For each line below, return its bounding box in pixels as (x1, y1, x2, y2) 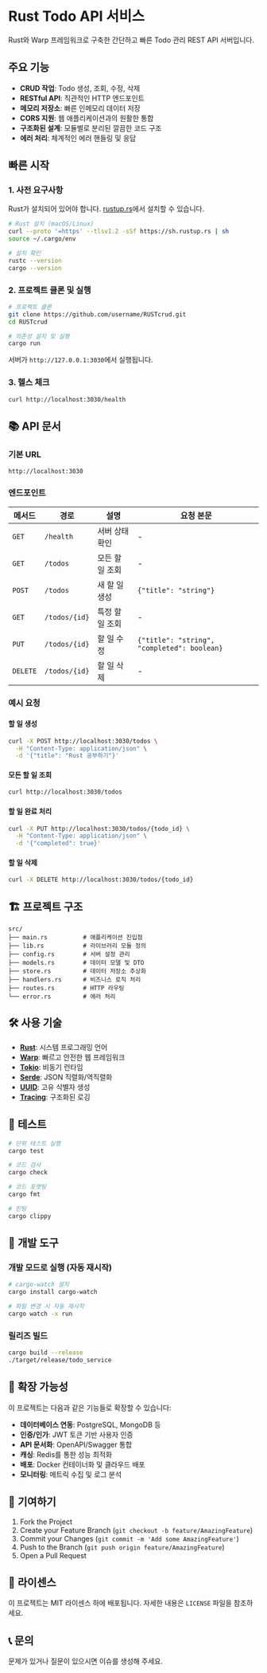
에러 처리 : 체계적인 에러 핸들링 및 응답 (19, 133, 137, 143)
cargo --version (8, 264, 62, 272)
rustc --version (8, 257, 62, 264)
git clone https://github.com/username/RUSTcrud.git (8, 310, 187, 319)
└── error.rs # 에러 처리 (8, 993, 116, 1001)
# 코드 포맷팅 (8, 1183, 47, 1191)
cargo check (8, 1169, 48, 1177)
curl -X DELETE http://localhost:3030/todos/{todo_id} (8, 876, 194, 884)
